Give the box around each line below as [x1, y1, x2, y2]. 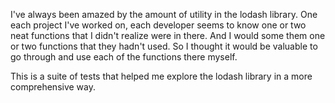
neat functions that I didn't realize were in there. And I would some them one [10, 30, 326, 41]
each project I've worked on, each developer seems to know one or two [10, 19, 307, 31]
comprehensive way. [10, 81, 97, 93]
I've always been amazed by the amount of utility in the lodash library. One [10, 9, 318, 20]
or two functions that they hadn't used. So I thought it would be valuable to [10, 40, 318, 52]
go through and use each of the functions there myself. [10, 51, 238, 63]
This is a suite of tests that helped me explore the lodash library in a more [10, 70, 313, 82]
